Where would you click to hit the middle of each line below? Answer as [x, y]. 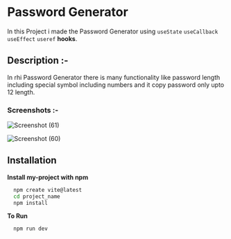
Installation [32, 160]
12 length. [21, 92]
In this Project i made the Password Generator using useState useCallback [113, 31]
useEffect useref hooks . [42, 38]
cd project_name [37, 196]
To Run [17, 216]
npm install [31, 203]
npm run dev [31, 229]
